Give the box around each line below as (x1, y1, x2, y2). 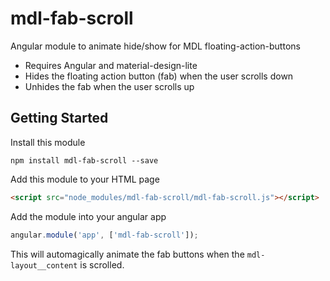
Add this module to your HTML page (10, 173, 160, 185)
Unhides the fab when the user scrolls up (24, 80, 195, 92)
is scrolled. (79, 258, 125, 271)
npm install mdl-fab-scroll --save (10, 155, 159, 166)
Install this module (10, 136, 86, 148)
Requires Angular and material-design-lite (24, 59, 198, 71)
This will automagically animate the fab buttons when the (10, 248, 245, 260)
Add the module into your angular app (10, 210, 167, 222)
